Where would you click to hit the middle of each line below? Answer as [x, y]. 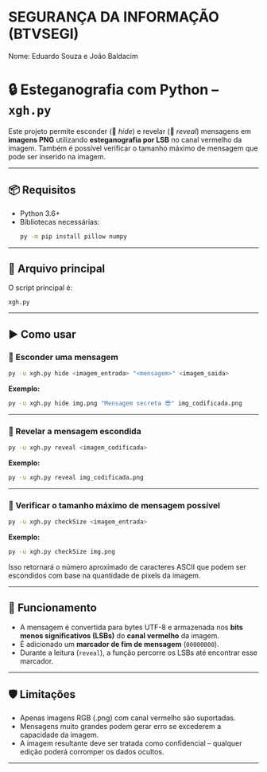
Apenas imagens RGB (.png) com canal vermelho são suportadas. [128, 718]
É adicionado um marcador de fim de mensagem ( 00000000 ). [120, 644]
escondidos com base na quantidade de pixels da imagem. [104, 575]
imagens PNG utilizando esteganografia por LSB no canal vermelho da [125, 139]
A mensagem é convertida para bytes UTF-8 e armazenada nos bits [132, 627]
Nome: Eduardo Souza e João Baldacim [73, 56]
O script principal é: [41, 288]
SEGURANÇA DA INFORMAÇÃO [114, 17]
